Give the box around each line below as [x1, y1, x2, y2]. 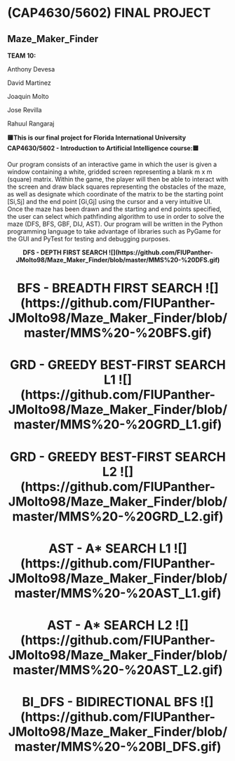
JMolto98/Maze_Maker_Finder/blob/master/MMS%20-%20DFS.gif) [15, 256, 220, 264]
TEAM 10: [7, 51, 36, 60]
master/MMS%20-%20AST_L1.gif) [13, 585, 222, 601]
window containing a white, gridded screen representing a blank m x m [7, 168, 213, 176]
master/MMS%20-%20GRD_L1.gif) [13, 417, 222, 433]
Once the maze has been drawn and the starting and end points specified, [7, 205, 222, 213]
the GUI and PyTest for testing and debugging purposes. [7, 235, 170, 243]
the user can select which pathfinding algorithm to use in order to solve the [7, 213, 224, 220]
